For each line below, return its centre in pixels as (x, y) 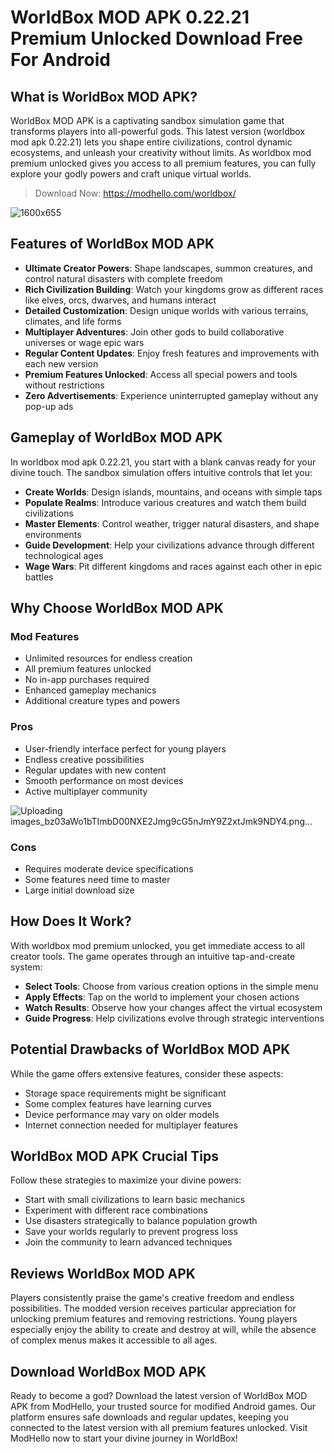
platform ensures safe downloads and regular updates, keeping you (149, 1417)
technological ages (64, 555)
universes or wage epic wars (84, 342)
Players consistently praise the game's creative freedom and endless (152, 1298)
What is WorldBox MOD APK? (104, 96)
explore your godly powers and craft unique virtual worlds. (131, 174)
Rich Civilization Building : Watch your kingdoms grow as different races (174, 289)
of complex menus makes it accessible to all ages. (114, 1340)
